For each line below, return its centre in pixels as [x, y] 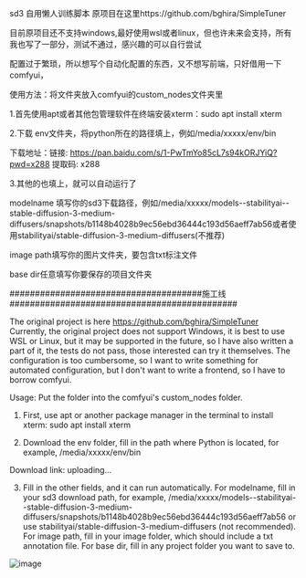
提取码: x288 [76, 164]
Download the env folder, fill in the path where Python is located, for [151, 442]
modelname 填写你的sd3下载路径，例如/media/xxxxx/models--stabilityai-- [149, 203]
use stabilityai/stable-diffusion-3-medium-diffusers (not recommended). [159, 526]
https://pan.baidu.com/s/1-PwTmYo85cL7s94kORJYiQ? [174, 152]
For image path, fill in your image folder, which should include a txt [148, 536]
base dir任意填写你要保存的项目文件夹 [81, 274]
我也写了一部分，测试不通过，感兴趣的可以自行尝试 [106, 44]
